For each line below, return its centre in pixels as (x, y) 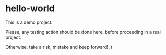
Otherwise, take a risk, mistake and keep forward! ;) (59, 47)
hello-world (30, 9)
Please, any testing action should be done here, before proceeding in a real (83, 32)
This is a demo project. (29, 22)
